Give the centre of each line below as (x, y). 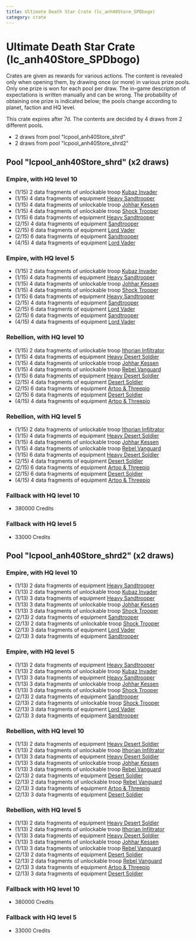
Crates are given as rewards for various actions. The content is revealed (94, 76)
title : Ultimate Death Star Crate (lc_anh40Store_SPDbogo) (81, 12)
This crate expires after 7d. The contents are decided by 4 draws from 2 (94, 119)
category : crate (26, 17)
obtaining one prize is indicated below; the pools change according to (91, 101)
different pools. (25, 125)
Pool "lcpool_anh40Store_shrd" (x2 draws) (88, 162)
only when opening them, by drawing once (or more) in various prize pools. (98, 82)
